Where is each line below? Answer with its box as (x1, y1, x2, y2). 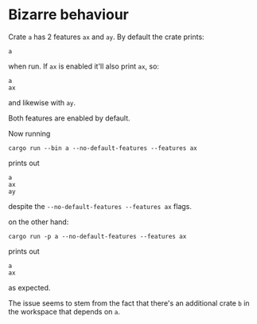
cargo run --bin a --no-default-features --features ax (8, 144, 197, 152)
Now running (8, 128, 51, 138)
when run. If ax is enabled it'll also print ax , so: (8, 61, 159, 71)
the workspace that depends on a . (8, 306, 121, 316)
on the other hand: (8, 217, 69, 227)
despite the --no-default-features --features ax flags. (8, 201, 193, 211)
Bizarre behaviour (8, 6, 129, 24)
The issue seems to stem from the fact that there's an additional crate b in (8, 298, 250, 308)
